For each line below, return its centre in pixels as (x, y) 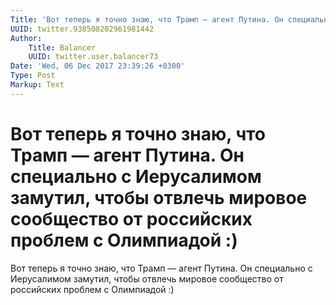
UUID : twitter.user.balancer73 (93, 57)
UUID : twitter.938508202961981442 (82, 29)
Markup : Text (37, 85)
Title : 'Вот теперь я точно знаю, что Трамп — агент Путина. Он (147, 19)
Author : (26, 38)
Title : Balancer (62, 47)
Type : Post (33, 76)
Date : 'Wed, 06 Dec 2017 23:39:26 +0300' (98, 66)
